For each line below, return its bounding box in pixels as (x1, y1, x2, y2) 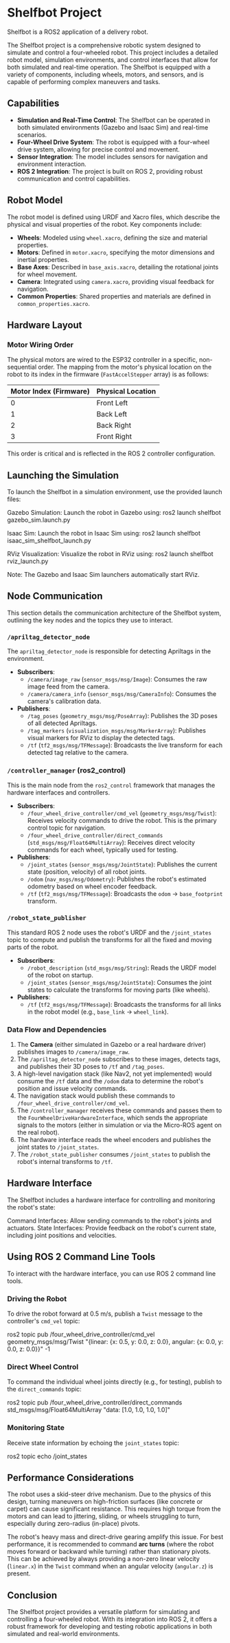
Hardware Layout (7, 319, 82, 331)
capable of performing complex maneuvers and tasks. (7, 77, 161, 85)
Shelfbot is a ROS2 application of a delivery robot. (7, 28, 149, 36)
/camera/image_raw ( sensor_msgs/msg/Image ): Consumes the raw (27, 675, 207, 684)
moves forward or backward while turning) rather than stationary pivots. (7, 1547, 211, 1555)
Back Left (96, 409, 127, 419)
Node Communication (7, 591, 103, 602)
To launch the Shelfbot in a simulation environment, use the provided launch (7, 488, 222, 496)
